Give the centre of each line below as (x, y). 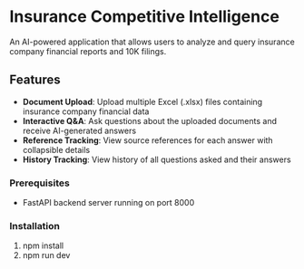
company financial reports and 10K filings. (88, 51)
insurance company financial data (86, 111)
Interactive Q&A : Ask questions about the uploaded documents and (149, 120)
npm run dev (46, 255)
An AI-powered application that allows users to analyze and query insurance (152, 42)
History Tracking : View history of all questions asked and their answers (157, 159)
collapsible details (56, 149)
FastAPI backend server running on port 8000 (108, 203)
